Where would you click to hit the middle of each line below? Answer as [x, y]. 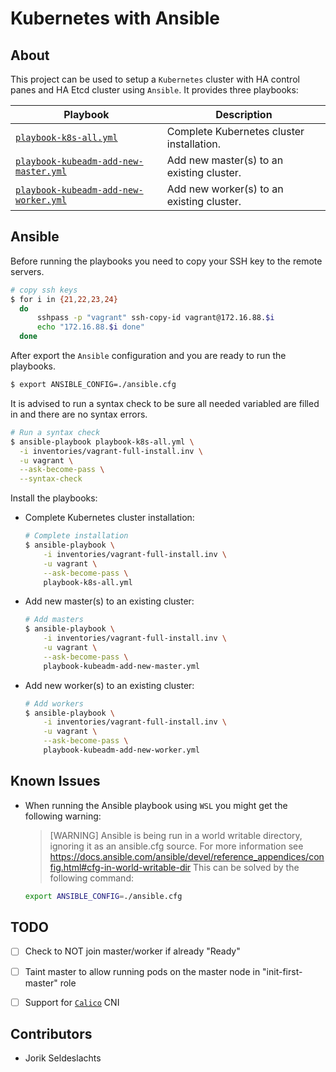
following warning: [63, 816]
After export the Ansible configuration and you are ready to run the [148, 356]
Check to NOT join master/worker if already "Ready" [132, 951]
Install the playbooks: [54, 498]
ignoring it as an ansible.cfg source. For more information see [176, 846]
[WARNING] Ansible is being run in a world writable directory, [176, 835]
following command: [91, 878]
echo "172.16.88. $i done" [90, 327]
